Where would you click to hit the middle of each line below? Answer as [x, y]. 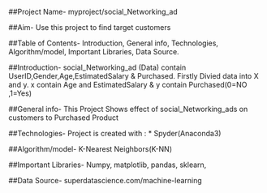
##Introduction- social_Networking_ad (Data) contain [97, 67]
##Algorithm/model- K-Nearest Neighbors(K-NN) [90, 149]
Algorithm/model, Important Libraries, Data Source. [94, 51]
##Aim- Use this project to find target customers [90, 27]
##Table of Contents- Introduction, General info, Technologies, [114, 43]
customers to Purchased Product [64, 118]
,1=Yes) [20, 93]
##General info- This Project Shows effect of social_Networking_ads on [128, 109]
